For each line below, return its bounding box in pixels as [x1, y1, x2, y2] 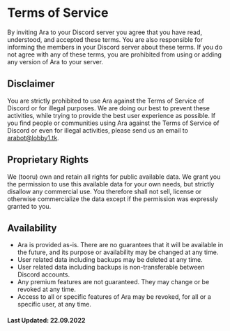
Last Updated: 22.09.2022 [7, 316, 86, 324]
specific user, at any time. [17, 300, 92, 309]
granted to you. [7, 202, 52, 210]
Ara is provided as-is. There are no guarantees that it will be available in [17, 241, 224, 249]
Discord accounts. [17, 270, 70, 279]
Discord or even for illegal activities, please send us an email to [7, 126, 188, 134]
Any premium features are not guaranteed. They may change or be [17, 278, 210, 286]
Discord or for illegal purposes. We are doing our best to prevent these [7, 103, 210, 112]
